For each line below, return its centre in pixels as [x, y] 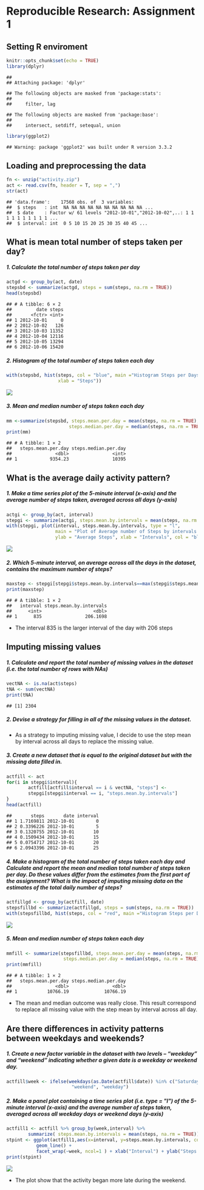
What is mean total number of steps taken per [95, 242]
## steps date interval [53, 815]
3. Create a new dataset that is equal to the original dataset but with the [99, 755]
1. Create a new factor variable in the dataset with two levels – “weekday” [102, 1054]
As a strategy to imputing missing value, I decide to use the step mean [103, 735]
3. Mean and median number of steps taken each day [75, 406]
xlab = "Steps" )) [80, 381]
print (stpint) [24, 1157]
